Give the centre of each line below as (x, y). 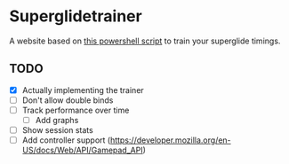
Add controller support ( (66, 140)
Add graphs (57, 120)
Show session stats (57, 130)
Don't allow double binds (68, 100)
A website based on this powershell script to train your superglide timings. (145, 41)
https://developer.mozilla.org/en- (170, 140)
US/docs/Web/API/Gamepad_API (83, 150)
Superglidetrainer (76, 16)
